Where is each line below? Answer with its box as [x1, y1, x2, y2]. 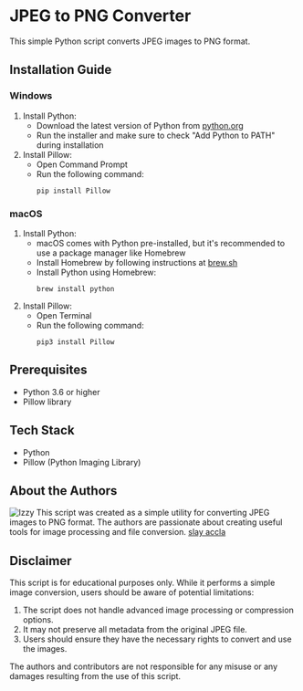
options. [22, 614, 54, 625]
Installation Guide [9, 62, 112, 78]
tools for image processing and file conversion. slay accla [9, 527, 226, 538]
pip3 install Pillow [36, 337, 115, 347]
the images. [22, 644, 68, 654]
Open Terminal [36, 309, 93, 320]
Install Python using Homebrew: [36, 267, 157, 277]
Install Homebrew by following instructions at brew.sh [36, 257, 238, 267]
